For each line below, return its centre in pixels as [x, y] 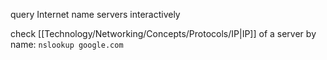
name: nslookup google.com [67, 44]
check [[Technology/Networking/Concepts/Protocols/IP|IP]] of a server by [163, 33]
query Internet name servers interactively [95, 14]
